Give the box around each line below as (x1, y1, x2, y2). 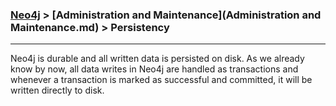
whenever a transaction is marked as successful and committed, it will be (10, 74, 313, 86)
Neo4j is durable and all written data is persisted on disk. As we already (10, 53, 305, 65)
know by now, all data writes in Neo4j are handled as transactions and (10, 63, 299, 75)
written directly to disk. (10, 84, 105, 97)
